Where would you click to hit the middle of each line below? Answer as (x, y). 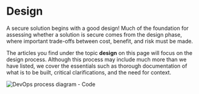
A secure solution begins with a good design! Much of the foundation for (98, 28)
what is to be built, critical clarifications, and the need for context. (89, 72)
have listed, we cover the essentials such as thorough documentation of (97, 66)
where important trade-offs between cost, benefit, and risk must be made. (100, 41)
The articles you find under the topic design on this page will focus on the (99, 52)
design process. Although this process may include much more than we (96, 59)
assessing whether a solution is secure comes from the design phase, (94, 34)
